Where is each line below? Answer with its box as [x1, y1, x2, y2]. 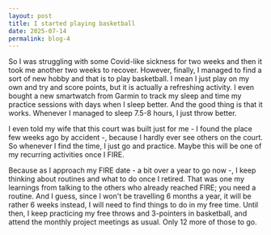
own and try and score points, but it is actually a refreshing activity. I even [8, 83, 255, 92]
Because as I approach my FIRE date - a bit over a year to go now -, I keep [8, 165, 256, 175]
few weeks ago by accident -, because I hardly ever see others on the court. [8, 133, 263, 143]
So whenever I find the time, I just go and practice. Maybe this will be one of [8, 141, 262, 151]
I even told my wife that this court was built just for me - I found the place [8, 124, 252, 134]
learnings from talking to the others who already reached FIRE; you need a [8, 183, 256, 193]
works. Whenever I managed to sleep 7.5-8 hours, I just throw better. [8, 109, 237, 118]
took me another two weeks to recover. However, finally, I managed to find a [8, 66, 262, 75]
